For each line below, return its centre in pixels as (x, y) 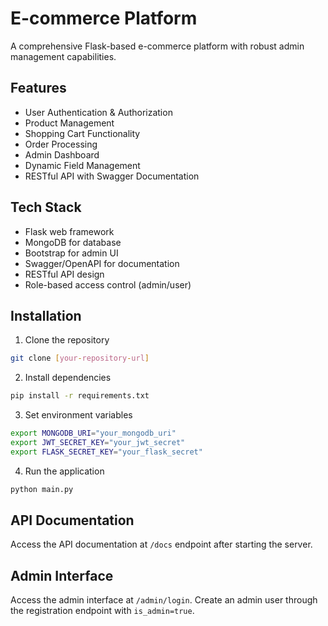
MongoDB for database (73, 242)
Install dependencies (68, 378)
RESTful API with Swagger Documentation (112, 176)
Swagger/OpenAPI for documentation (102, 263)
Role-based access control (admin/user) (108, 284)
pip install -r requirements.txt (80, 396)
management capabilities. (63, 56)
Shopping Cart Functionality (82, 133)
